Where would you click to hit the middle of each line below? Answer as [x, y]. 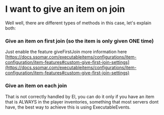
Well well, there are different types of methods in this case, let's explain [78, 23]
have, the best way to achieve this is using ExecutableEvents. [68, 107]
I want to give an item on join [65, 9]
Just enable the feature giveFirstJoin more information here [66, 52]
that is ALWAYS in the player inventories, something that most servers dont [82, 102]
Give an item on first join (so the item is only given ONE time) [80, 41]
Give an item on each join [36, 86]
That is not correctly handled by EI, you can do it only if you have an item [80, 96]
